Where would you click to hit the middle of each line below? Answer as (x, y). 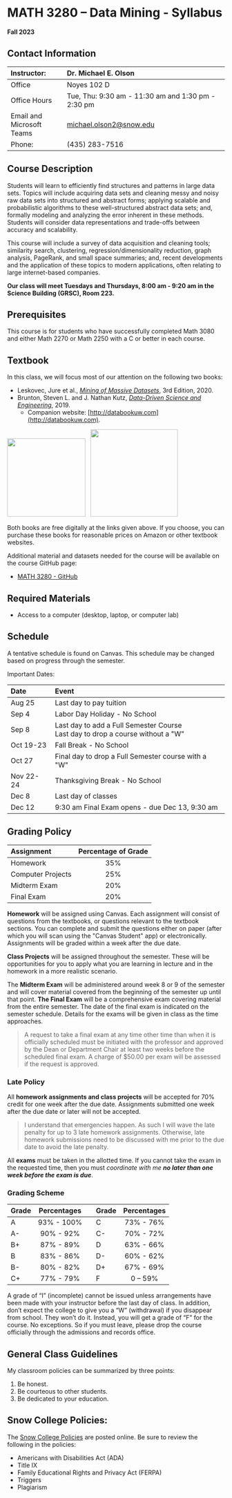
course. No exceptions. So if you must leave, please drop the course (105, 1325)
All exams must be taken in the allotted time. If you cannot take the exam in (114, 1160)
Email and (27, 115)
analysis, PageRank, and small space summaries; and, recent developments (115, 258)
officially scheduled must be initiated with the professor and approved (124, 1042)
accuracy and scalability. (42, 229)
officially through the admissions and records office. (81, 1332)
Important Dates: (31, 674)
